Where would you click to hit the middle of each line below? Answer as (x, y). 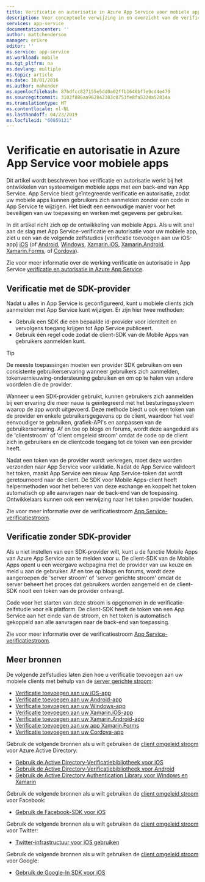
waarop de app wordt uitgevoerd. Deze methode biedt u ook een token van (101, 409)
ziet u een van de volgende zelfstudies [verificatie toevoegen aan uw (93, 238)
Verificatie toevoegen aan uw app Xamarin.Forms (77, 725)
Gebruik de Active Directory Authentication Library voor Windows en (101, 775)
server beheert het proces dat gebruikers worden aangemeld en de (91, 584)
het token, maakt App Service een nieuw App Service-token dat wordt (95, 473)
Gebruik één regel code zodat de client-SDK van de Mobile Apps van (102, 335)
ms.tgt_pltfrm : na (30, 63)
